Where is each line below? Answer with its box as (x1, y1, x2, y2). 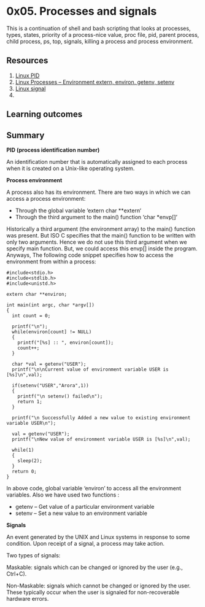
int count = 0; (12, 312, 51, 319)
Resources (6, 55, 48, 66)
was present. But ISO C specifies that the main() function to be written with (6, 231, 196, 239)
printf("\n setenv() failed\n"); (17, 393, 103, 400)
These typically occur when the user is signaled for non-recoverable (6, 588, 180, 596)
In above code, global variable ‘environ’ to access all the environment (6, 484, 182, 492)
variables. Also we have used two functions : (6, 491, 120, 498)
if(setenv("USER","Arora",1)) (12, 382, 89, 389)
